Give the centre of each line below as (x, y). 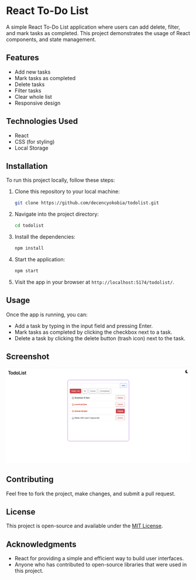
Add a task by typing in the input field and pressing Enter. (84, 326)
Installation (27, 166)
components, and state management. (51, 39)
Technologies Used (42, 121)
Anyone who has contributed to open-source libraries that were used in (101, 565)
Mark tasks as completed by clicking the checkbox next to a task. (93, 332)
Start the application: (40, 259)
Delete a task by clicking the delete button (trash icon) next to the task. (100, 338)
